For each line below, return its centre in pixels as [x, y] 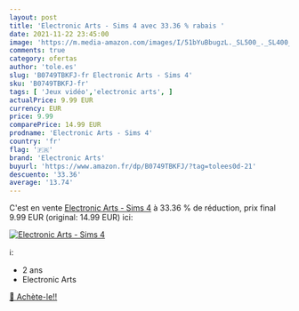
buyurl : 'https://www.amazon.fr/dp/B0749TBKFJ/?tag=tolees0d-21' [133, 166]
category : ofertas [43, 59]
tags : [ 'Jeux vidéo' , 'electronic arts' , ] [91, 92]
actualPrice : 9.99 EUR [51, 100]
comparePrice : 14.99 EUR [55, 125]
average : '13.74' [41, 183]
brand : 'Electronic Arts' [57, 158]
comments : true [37, 51]
